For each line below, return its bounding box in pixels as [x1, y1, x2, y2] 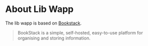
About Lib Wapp [5, 3, 74, 15]
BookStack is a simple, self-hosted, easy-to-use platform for [17, 29, 143, 35]
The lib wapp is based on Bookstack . [5, 20, 82, 26]
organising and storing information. [17, 35, 91, 41]
